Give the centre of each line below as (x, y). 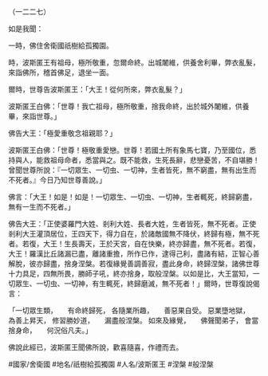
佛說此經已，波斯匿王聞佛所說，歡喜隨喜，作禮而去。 (96, 347)
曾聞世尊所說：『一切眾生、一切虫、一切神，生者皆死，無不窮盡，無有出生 (129, 170)
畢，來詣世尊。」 (35, 116)
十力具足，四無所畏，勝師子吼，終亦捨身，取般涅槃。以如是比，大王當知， (130, 274)
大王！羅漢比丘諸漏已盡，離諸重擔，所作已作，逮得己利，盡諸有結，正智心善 (134, 254)
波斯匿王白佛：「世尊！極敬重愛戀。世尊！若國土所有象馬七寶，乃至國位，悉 (132, 150)
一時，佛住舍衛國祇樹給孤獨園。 (61, 45)
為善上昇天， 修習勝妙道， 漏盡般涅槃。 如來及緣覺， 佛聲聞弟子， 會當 (134, 320)
